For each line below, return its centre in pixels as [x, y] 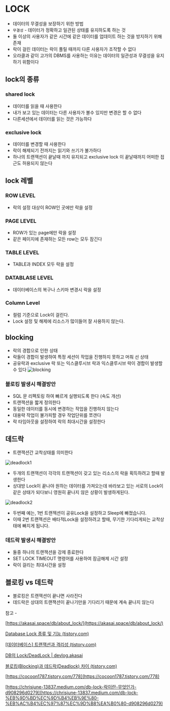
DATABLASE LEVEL [29, 278]
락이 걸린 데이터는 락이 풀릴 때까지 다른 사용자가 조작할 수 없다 [74, 49]
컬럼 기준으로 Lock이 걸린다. [41, 314]
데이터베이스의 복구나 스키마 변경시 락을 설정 [57, 289]
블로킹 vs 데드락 [29, 582]
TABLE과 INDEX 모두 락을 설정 [43, 264]
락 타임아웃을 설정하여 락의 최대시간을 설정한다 [59, 422]
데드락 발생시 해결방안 [31, 540]
